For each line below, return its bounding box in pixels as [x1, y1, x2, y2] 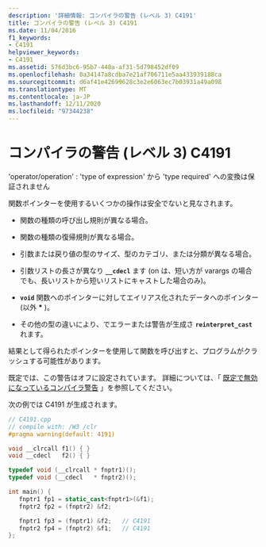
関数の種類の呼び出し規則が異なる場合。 [19, 215, 152, 224]
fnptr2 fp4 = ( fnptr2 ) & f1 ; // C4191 [18, 524, 151, 532]
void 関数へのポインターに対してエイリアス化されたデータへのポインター [19, 293, 259, 302]
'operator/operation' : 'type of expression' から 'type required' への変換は [8, 171, 249, 181]
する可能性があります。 [29, 356, 106, 365]
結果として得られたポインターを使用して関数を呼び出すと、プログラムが [8, 346, 245, 355]
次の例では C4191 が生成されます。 [8, 400, 121, 409]
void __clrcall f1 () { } [8, 445, 91, 453]
